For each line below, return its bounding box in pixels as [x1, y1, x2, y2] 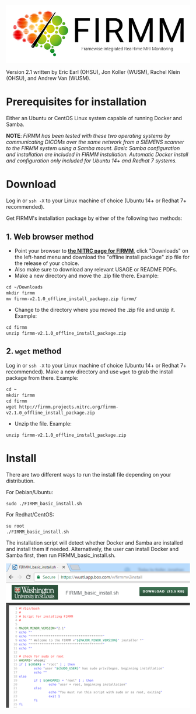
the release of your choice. [14, 260, 80, 267]
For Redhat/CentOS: [6, 511, 54, 518]
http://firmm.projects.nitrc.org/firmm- [19, 404, 118, 410]
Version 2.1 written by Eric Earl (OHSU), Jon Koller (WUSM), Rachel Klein [6, 69, 180, 76]
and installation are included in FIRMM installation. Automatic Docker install [6, 151, 188, 158]
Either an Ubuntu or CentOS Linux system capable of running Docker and [6, 115, 183, 122]
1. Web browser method [6, 232, 94, 242]
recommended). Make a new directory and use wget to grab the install [6, 368, 174, 375]
